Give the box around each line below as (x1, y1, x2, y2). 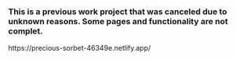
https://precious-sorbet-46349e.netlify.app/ (8, 44, 151, 53)
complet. (8, 26, 43, 37)
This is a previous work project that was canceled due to (8, 6, 227, 17)
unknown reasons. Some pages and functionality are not (8, 16, 229, 26)
